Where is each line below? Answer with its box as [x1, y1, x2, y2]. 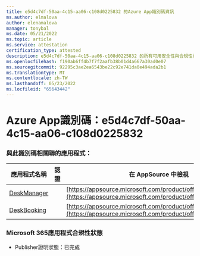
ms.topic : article [6, 36, 52, 42]
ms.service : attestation [6, 42, 68, 48]
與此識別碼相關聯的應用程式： [6, 149, 92, 157]
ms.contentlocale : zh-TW [6, 75, 68, 81]
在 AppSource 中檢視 [129, 170, 189, 179]
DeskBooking [9, 206, 46, 214]
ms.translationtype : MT [6, 70, 65, 76]
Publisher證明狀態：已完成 [14, 243, 80, 251]
